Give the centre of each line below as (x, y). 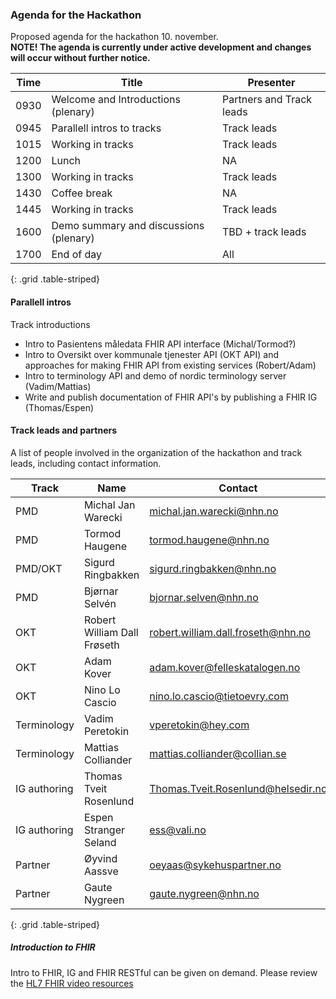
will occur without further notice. (80, 58)
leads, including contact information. (86, 463)
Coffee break (82, 193)
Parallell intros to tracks (106, 128)
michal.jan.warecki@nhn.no (214, 511)
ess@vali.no (178, 830)
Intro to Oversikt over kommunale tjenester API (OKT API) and (152, 354)
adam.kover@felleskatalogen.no (225, 667)
